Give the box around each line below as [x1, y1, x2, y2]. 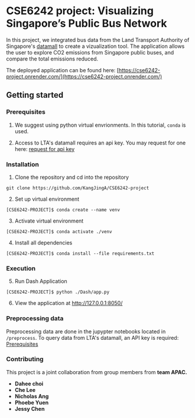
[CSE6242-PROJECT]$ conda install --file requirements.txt [6, 250, 155, 256]
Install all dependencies [14, 239, 73, 246]
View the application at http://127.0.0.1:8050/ [14, 300, 123, 307]
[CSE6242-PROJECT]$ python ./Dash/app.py [6, 289, 110, 295]
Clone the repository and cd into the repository [14, 173, 129, 181]
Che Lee [14, 386, 36, 393]
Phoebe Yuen [14, 398, 49, 406]
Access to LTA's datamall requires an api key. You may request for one [14, 139, 186, 146]
